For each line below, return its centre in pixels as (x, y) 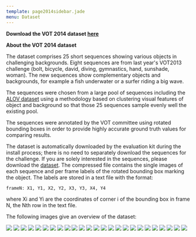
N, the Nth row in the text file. (42, 205)
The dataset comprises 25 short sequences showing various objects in (92, 56)
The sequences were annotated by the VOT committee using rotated (89, 122)
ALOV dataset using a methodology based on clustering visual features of (95, 99)
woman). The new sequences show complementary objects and (83, 75)
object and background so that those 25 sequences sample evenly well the (97, 105)
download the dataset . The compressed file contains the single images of (94, 165)
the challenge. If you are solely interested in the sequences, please (87, 159)
